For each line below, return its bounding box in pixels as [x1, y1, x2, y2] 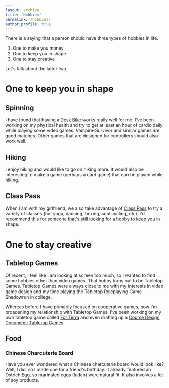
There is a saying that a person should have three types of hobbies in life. [5, 35, 158, 41]
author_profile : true [5, 21, 51, 27]
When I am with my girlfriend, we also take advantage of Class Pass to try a [5, 205, 163, 211]
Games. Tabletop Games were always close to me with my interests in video [5, 283, 164, 289]
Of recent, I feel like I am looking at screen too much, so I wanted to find [5, 272, 155, 278]
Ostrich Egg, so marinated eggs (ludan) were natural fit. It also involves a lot [5, 372, 163, 378]
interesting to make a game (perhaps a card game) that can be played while [5, 172, 163, 178]
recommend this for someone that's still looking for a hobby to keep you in [5, 216, 160, 222]
